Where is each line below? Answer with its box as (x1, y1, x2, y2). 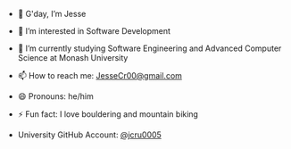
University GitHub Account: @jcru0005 (17, 129, 162, 140)
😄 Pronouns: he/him (17, 91, 94, 102)
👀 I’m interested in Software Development (17, 26, 171, 36)
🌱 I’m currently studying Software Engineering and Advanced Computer (17, 43, 282, 54)
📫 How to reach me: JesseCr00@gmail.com (17, 70, 183, 80)
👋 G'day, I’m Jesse (17, 9, 87, 19)
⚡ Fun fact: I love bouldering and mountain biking (17, 109, 199, 120)
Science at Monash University (17, 53, 129, 62)
